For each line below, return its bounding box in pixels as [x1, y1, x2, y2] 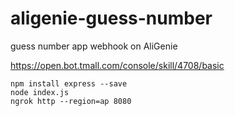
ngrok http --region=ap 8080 [10, 96, 132, 106]
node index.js [10, 87, 70, 97]
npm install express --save [10, 78, 128, 89]
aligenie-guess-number [10, 7, 213, 30]
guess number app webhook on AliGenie [10, 40, 178, 52]
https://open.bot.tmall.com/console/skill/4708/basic [10, 59, 225, 71]
